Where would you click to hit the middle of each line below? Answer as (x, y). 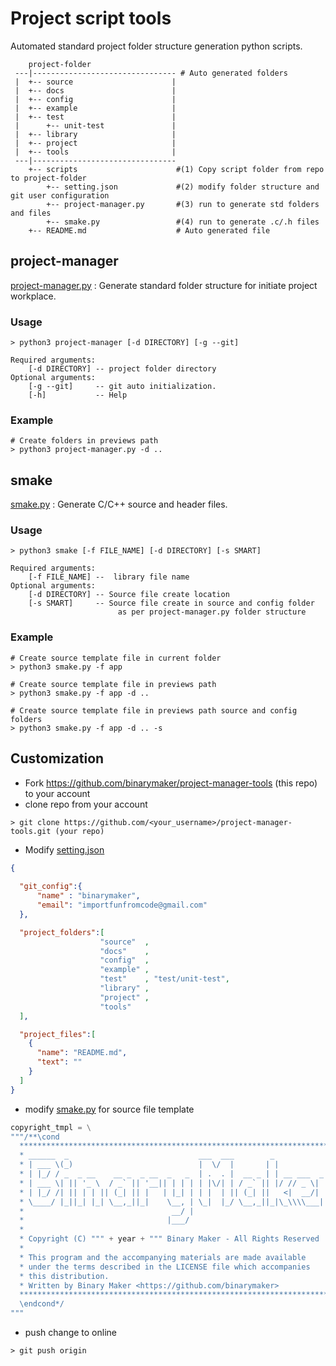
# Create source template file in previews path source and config (154, 710)
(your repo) (79, 831)
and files (31, 213)
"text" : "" (59, 1062)
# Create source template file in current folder (116, 658)
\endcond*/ (42, 1304)
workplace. (33, 296)
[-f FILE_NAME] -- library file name (109, 577)
